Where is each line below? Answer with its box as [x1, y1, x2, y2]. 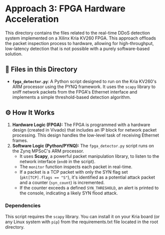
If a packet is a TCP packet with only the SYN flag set [19, 169, 128, 175]
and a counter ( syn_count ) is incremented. [19, 179, 105, 186]
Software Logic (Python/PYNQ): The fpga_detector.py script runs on [12, 142, 154, 148]
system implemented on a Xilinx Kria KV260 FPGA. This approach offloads [5, 35, 156, 41]
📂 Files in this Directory [5, 65, 78, 74]
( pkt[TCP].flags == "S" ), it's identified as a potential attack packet [19, 174, 155, 180]
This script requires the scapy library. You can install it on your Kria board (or [5, 213, 160, 219]
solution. [5, 50, 23, 57]
